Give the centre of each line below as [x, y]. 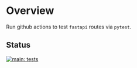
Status [18, 45]
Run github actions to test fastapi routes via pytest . [69, 27]
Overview [30, 11]
